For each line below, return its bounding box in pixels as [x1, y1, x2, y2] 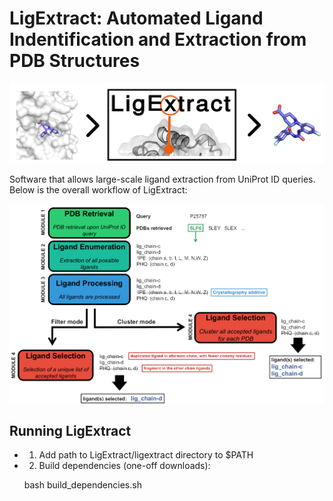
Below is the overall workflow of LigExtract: [9, 184, 188, 196]
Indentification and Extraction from [9, 28, 307, 51]
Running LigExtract [9, 423, 132, 440]
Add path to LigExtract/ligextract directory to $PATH [38, 449, 254, 461]
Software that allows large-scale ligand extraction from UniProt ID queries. [9, 173, 316, 186]
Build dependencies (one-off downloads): [38, 460, 211, 472]
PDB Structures [9, 50, 141, 72]
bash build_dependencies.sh [23, 479, 142, 491]
